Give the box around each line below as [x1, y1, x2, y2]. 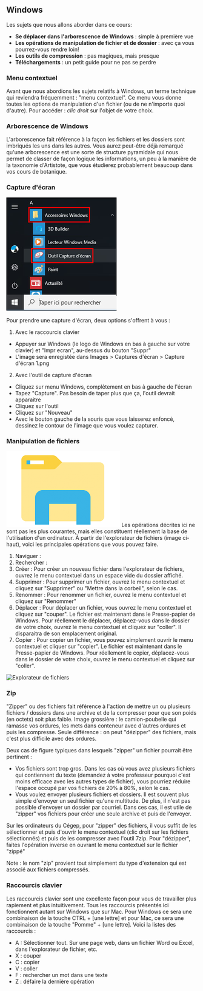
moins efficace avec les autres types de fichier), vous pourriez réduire [15, 778, 191, 785]
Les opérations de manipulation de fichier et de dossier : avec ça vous [15, 39, 195, 46]
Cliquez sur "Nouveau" [15, 409, 73, 416]
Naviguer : [15, 553, 41, 559]
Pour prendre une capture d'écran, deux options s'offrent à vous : [6, 316, 171, 324]
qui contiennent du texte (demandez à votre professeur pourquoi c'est [15, 771, 191, 779]
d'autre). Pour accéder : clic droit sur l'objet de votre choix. [6, 107, 154, 114]
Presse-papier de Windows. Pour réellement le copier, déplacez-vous [15, 649, 189, 656]
